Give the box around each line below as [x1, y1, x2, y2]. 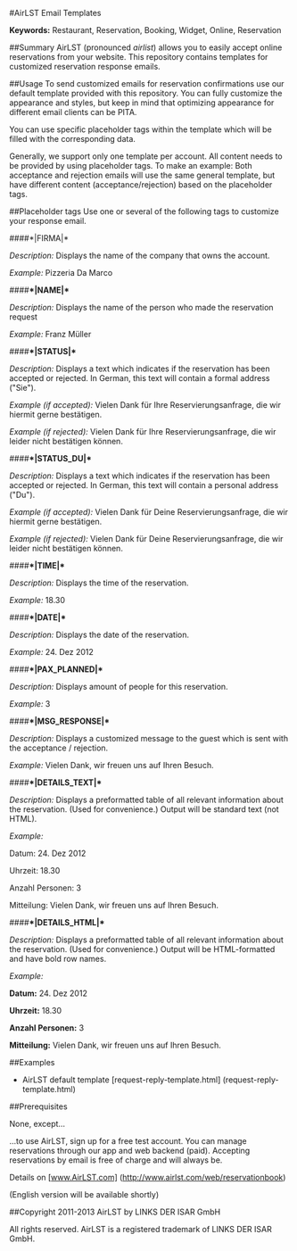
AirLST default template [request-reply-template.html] [21, 1074, 221, 1085]
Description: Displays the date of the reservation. [9, 629, 190, 640]
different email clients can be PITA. [9, 107, 137, 117]
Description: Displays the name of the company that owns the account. [9, 250, 270, 261]
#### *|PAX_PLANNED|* [9, 664, 103, 675]
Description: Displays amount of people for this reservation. [9, 682, 229, 692]
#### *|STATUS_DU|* [9, 453, 92, 463]
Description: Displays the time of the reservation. [9, 577, 189, 588]
